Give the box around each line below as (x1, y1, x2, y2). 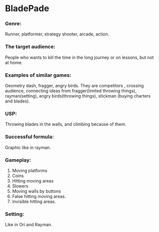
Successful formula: (5, 133, 54, 140)
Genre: (5, 20, 22, 27)
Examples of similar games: (5, 71, 72, 78)
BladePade (5, 3, 49, 14)
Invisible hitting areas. (12, 199, 56, 204)
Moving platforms (12, 167, 48, 173)
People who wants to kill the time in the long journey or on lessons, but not (5, 54, 154, 60)
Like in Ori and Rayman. (5, 222, 52, 228)
